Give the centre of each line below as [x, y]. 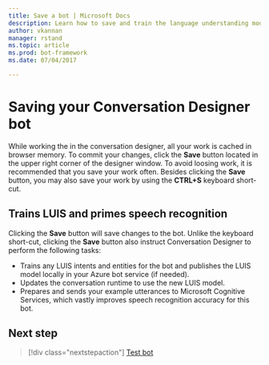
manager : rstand [35, 38]
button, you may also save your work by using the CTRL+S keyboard [121, 180]
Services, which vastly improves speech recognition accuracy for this [134, 299]
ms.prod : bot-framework [48, 53]
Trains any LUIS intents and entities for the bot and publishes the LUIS [135, 266]
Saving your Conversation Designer [129, 107]
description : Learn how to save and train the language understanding [128, 23]
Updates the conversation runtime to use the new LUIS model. [122, 283]
